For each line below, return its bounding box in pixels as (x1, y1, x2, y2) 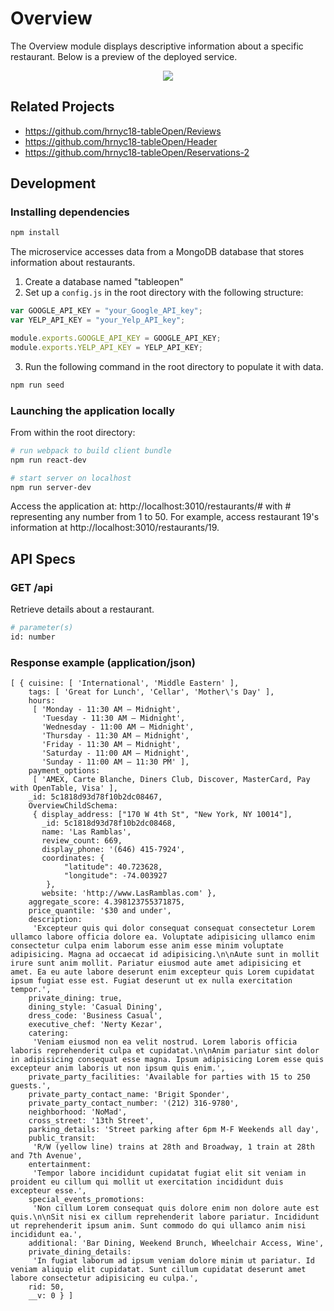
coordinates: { (41, 853, 105, 864)
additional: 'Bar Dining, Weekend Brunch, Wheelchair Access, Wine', (28, 1238, 325, 1249)
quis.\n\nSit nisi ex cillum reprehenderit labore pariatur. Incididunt (10, 1212, 320, 1222)
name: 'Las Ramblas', (41, 827, 132, 837)
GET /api (10, 580, 53, 594)
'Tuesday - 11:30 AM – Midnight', (41, 713, 186, 724)
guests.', (10, 1081, 52, 1091)
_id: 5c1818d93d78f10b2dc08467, (28, 792, 163, 802)
